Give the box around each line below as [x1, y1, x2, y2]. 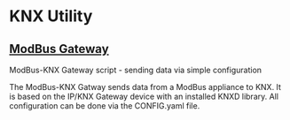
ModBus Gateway [9, 41, 109, 56]
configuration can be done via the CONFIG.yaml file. [9, 101, 200, 111]
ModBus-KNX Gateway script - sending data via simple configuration [9, 64, 263, 75]
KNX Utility [9, 6, 93, 26]
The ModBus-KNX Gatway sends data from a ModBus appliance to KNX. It [9, 82, 282, 92]
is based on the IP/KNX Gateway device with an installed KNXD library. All [9, 91, 279, 101]
